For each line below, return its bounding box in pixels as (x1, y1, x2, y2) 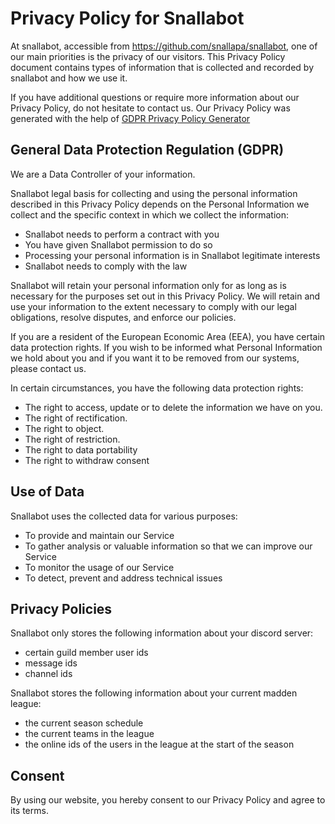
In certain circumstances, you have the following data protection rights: (10, 382, 304, 394)
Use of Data (10, 483, 85, 501)
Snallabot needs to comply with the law (24, 260, 188, 272)
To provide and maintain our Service (24, 529, 175, 541)
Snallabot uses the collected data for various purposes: (10, 510, 238, 522)
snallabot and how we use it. (10, 72, 128, 84)
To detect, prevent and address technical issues (24, 572, 223, 584)
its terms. (10, 805, 49, 817)
